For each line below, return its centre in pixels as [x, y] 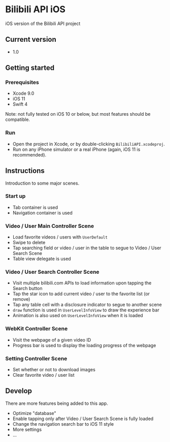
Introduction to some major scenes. [42, 183]
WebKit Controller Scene [37, 329]
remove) [21, 299]
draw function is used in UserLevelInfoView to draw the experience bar [86, 310]
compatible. [18, 120]
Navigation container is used [42, 213]
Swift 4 [20, 104]
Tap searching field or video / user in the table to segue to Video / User [87, 248]
